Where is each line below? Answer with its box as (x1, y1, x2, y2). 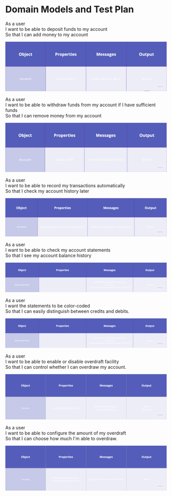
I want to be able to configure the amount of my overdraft (5, 430, 126, 436)
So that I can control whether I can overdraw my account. (5, 364, 126, 370)
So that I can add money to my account (5, 31, 89, 37)
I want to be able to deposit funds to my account (5, 26, 107, 32)
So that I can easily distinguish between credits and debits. (5, 308, 130, 314)
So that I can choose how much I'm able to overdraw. (5, 435, 118, 442)
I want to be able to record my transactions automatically (5, 183, 125, 189)
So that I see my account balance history (5, 252, 92, 259)
